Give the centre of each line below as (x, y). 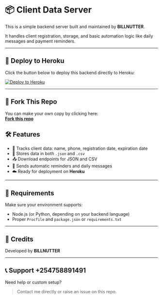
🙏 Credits (19, 239)
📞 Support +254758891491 (46, 271)
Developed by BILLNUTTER (33, 251)
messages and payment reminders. (40, 41)
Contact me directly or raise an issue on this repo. (67, 291)
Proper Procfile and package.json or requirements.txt (67, 220)
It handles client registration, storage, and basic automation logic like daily (79, 36)
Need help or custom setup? (33, 282)
